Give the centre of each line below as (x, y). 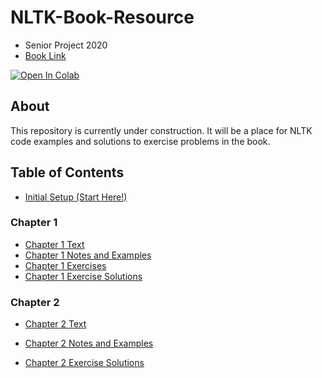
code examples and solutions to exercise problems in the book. (140, 141)
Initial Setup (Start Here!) (76, 197)
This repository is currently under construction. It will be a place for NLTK (161, 130)
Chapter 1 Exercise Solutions (83, 276)
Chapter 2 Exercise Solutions (84, 363)
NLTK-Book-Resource (102, 17)
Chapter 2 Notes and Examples (89, 343)
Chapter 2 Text (55, 324)
